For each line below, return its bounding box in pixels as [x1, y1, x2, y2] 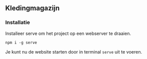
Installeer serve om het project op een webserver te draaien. [5, 30, 131, 36]
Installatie [5, 19, 30, 26]
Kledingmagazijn [5, 4, 60, 12]
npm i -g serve [5, 40, 37, 45]
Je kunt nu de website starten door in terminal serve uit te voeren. [5, 48, 142, 54]
